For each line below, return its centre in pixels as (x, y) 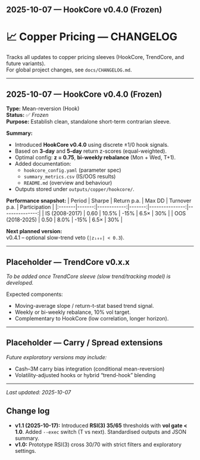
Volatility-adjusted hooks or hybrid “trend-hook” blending (85, 375)
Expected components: (35, 294)
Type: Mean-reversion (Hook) (43, 109)
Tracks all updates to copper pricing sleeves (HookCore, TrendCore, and (95, 57)
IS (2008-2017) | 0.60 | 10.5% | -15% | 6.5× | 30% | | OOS (115, 214)
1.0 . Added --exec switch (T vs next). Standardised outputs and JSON (100, 431)
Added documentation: (43, 164)
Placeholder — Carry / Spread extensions (85, 343)
